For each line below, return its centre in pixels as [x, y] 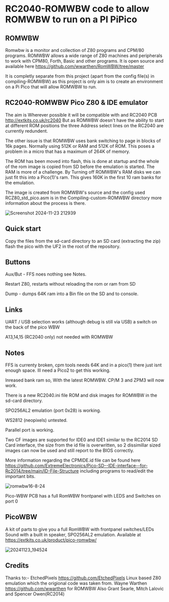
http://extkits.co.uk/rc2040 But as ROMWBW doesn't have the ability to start [85, 120]
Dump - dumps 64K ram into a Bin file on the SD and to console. [72, 294]
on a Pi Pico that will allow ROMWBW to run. [51, 87]
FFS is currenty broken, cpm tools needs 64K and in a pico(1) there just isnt [83, 365]
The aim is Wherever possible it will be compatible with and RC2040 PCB [81, 115]
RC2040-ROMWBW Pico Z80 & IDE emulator [77, 103]
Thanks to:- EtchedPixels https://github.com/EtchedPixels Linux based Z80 [83, 578]
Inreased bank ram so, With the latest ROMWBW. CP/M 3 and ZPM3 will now [85, 380]
